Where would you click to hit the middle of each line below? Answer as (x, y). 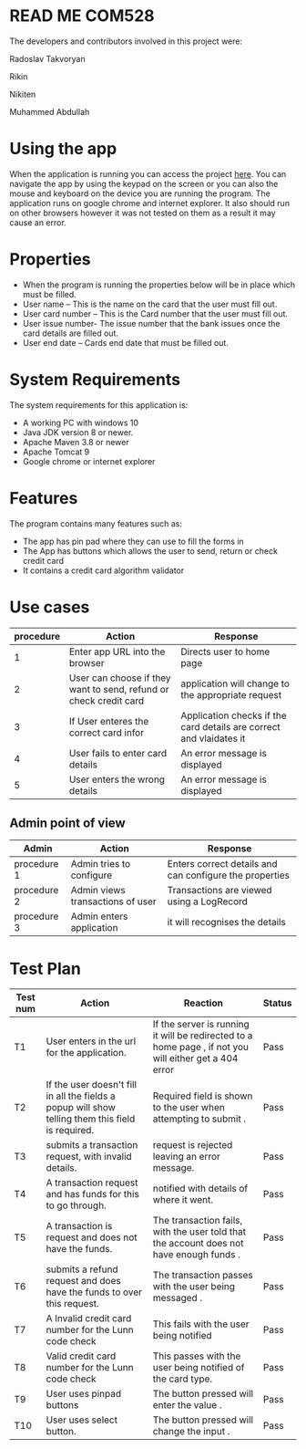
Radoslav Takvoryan (47, 58)
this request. (73, 1304)
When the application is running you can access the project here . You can (148, 173)
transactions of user (113, 902)
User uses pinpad (83, 1394)
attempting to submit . (199, 1119)
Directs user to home (225, 652)
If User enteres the (109, 721)
